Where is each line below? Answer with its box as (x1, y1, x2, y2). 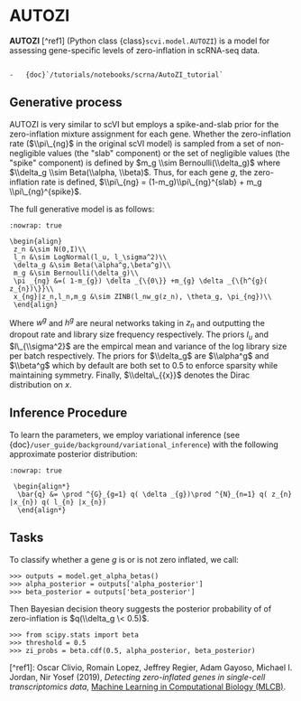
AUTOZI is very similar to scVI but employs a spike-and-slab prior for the (9, 118, 279, 129)
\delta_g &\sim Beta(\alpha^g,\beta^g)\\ (13, 260, 171, 269)
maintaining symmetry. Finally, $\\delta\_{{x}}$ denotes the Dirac (9, 369, 251, 380)
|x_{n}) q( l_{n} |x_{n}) (9, 498, 106, 507)
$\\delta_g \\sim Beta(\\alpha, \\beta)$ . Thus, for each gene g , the (9, 166, 252, 177)
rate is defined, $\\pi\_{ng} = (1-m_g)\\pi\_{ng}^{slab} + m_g (41, 176, 263, 187)
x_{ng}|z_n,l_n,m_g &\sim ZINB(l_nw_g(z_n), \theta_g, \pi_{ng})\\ (13, 292, 272, 301)
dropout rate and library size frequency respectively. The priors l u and (9, 329, 269, 341)
